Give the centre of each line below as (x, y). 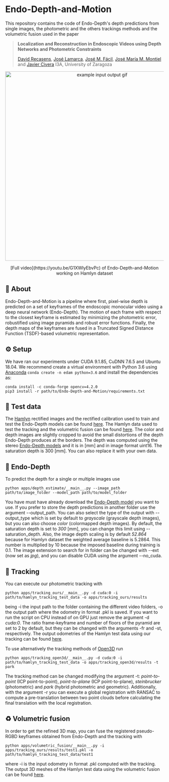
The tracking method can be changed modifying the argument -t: (73, 676)
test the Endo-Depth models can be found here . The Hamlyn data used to (81, 424)
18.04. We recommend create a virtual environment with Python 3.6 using (81, 367)
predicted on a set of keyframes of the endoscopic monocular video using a (84, 306)
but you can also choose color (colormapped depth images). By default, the (84, 524)
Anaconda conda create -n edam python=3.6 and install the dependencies (82, 372)
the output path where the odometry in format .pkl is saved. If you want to (82, 612)
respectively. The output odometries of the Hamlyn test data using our (78, 634)
